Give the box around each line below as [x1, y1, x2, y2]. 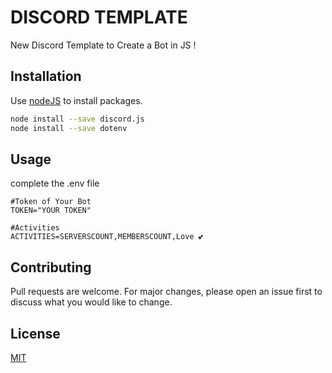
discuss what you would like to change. [10, 296, 173, 308]
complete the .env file [10, 177, 100, 190]
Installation [10, 68, 82, 85]
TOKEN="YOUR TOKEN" [10, 206, 92, 216]
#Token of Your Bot [10, 197, 92, 207]
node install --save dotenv [10, 123, 128, 133]
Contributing [10, 259, 92, 276]
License [10, 325, 61, 342]
